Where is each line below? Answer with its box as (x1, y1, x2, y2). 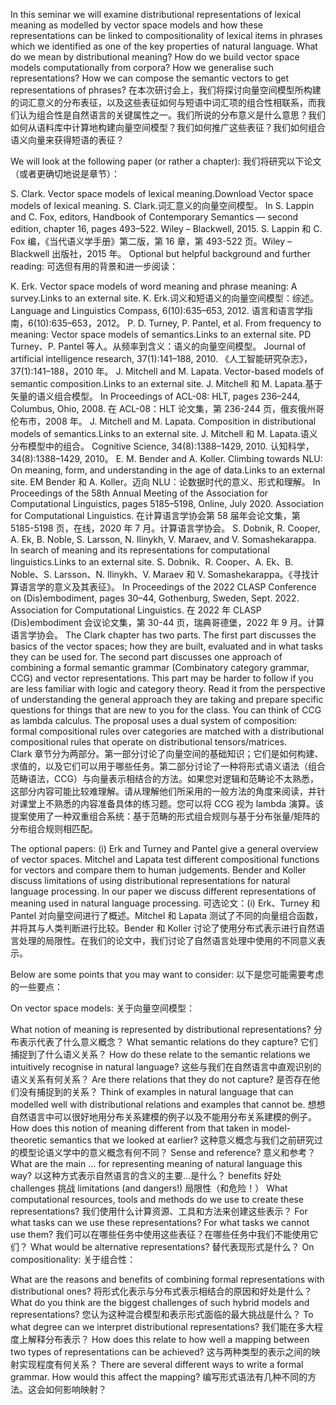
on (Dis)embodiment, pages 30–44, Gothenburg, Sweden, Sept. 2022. (10, 592, 300, 604)
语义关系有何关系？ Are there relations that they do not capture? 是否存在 (10, 1074, 312, 1085)
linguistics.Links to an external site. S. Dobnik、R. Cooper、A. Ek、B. (10, 556, 294, 568)
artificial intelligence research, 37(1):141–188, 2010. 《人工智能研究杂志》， (10, 353, 313, 364)
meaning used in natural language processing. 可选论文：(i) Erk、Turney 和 (10, 897, 321, 909)
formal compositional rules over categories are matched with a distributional (10, 725, 325, 737)
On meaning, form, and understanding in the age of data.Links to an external (10, 464, 326, 476)
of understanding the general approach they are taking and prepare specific (10, 694, 324, 705)
